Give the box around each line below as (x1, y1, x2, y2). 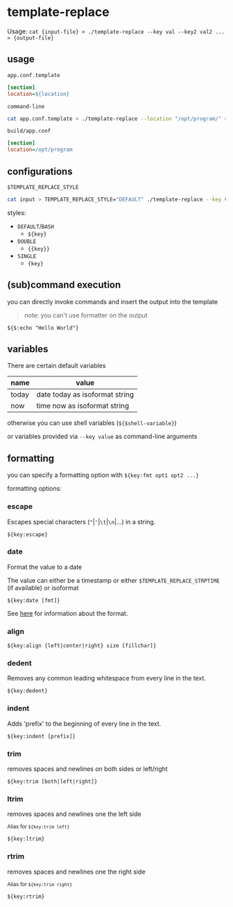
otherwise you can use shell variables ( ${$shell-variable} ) (7, 419, 177, 427)
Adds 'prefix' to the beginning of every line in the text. (7, 719, 162, 728)
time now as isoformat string (36, 401, 130, 410)
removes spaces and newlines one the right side (7, 867, 146, 876)
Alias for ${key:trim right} (7, 881, 73, 888)
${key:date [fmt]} (7, 597, 60, 604)
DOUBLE (17, 238, 37, 245)
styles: (7, 208, 26, 217)
